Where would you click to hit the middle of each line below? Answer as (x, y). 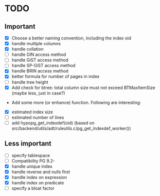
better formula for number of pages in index (55, 76)
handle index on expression (39, 177)
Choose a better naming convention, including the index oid (71, 38)
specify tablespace (31, 155)
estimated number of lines (38, 117)
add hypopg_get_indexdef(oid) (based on (53, 123)
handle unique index (32, 166)
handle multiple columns (36, 44)
